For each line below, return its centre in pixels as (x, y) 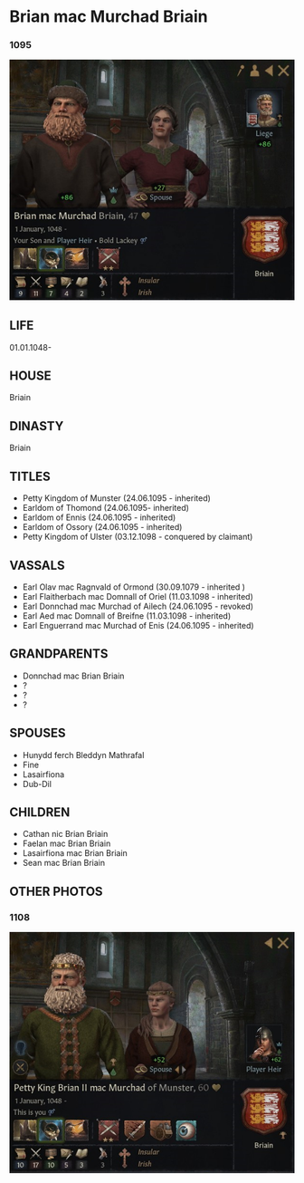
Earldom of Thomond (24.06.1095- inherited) (106, 508)
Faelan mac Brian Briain (66, 843)
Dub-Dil (37, 784)
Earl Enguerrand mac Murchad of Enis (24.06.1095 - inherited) (138, 625)
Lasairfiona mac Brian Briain (75, 853)
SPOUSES (38, 733)
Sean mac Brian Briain (64, 863)
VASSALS (37, 565)
